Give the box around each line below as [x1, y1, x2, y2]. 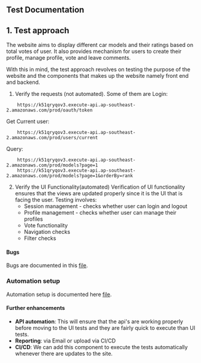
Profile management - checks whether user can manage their [23, 209, 177, 216]
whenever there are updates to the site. [14, 350, 113, 357]
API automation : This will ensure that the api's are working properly [14, 318, 184, 325]
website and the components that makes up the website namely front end [6, 72, 189, 80]
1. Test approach [6, 25, 70, 36]
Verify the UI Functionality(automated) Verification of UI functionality [14, 183, 185, 191]
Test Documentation [6, 5, 84, 15]
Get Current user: [6, 118, 50, 125]
